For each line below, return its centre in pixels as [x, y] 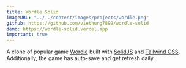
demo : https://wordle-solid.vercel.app [57, 29]
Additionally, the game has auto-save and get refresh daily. [80, 58]
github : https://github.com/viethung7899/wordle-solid [78, 23]
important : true [27, 35]
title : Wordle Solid [33, 12]
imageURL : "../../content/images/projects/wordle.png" [78, 18]
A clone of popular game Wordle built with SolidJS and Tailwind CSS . [93, 52]
